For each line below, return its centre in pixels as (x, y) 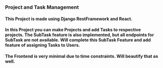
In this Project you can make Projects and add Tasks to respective (73, 30)
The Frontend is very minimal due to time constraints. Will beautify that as (82, 56)
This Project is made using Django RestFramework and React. (69, 19)
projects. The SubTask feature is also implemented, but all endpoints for (80, 35)
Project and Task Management (42, 7)
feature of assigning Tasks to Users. (43, 45)
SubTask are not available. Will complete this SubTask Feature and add (78, 40)
